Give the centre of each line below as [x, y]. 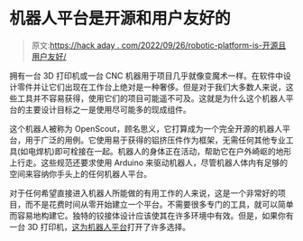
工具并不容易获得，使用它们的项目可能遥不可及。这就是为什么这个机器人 [151, 98]
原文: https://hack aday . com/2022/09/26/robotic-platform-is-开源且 [159, 45]
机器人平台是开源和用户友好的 [120, 19]
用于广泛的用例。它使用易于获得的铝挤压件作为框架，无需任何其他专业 [155, 140]
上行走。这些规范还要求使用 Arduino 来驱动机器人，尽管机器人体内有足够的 [149, 162]
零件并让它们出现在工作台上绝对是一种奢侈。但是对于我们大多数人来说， [151, 87]
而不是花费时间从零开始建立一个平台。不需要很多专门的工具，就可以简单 [159, 204]
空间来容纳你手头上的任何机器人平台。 [80, 173]
